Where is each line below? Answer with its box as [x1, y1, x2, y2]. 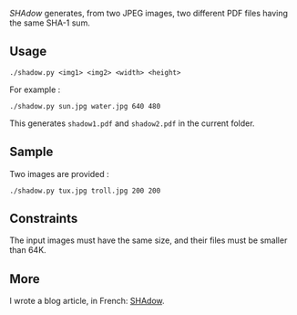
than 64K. [9, 245, 47, 256]
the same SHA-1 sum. [9, 17, 91, 28]
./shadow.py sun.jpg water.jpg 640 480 [9, 101, 161, 110]
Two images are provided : [9, 168, 109, 179]
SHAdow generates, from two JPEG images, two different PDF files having [9, 8, 289, 18]
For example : [9, 84, 61, 95]
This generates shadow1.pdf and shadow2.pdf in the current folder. [9, 118, 255, 129]
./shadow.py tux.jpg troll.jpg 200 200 [9, 186, 161, 195]
